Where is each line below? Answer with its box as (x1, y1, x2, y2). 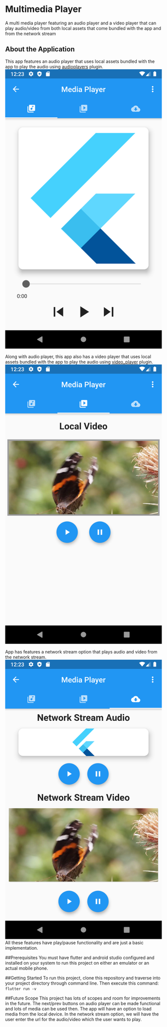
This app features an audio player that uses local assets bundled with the (5, 58, 155, 64)
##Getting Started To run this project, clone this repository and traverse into (5, 975, 161, 981)
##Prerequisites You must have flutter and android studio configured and (5, 954, 155, 961)
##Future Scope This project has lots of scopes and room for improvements (5, 995, 161, 1001)
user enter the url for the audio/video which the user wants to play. (5, 1016, 142, 1022)
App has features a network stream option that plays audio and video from (5, 648, 158, 654)
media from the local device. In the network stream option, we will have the (5, 1011, 159, 1017)
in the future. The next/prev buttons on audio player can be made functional (5, 1000, 161, 1006)
